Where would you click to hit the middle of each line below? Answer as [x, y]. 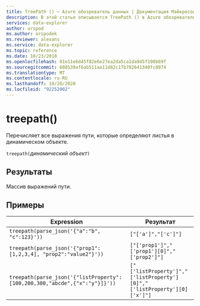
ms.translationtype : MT [36, 73]
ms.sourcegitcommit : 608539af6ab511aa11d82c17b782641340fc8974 [86, 67]
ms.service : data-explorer [40, 45]
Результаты [29, 172]
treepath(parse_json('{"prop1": [55, 248]
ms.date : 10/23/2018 [32, 56]
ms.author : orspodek [32, 34]
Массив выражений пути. [39, 186]
